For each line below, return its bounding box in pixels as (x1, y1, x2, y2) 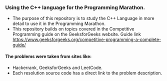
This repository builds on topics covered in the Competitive (12, 26, 134, 32)
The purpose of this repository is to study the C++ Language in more (12, 15, 154, 21)
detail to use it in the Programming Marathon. (12, 20, 106, 26)
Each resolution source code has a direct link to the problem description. (12, 69, 162, 76)
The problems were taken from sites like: (5, 53, 92, 59)
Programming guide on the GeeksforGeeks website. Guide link (12, 31, 141, 37)
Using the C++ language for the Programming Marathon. (5, 4, 145, 11)
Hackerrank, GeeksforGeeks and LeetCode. (12, 64, 103, 70)
